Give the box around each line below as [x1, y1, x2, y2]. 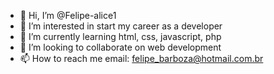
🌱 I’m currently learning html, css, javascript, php [19, 31, 222, 42]
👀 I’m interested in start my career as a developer [19, 20, 223, 32]
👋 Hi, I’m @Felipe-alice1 [19, 10, 117, 21]
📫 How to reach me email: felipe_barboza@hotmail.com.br [19, 53, 264, 64]
